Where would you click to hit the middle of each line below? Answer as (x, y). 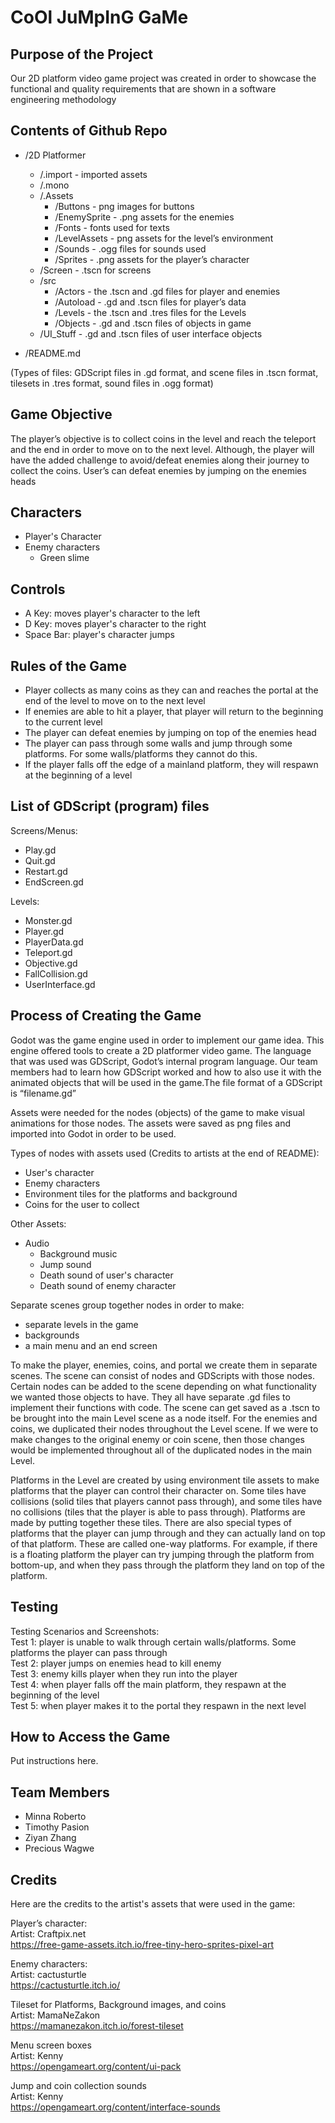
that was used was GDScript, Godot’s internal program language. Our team (164, 1061)
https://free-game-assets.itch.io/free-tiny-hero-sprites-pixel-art (142, 1944)
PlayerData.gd (54, 942)
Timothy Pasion (57, 1827)
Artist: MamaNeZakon (55, 2015)
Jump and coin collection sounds (78, 2085)
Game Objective (61, 414)
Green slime (64, 558)
